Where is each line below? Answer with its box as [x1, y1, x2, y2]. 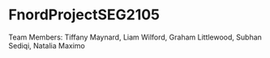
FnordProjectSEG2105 [8, 6, 161, 24]
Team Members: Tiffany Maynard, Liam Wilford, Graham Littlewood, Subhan [8, 32, 262, 42]
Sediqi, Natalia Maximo [8, 40, 85, 50]
